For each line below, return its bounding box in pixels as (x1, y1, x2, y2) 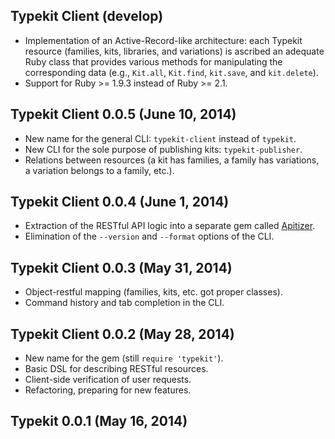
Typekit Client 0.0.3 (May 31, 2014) (10, 259, 233, 276)
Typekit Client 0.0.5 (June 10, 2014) (10, 106, 237, 123)
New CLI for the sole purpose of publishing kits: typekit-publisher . (24, 143, 303, 155)
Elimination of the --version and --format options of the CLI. (24, 230, 275, 243)
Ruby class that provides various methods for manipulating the (24, 55, 283, 68)
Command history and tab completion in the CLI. (24, 297, 225, 309)
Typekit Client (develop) (10, 8, 164, 25)
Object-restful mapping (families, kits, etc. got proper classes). (24, 286, 283, 298)
